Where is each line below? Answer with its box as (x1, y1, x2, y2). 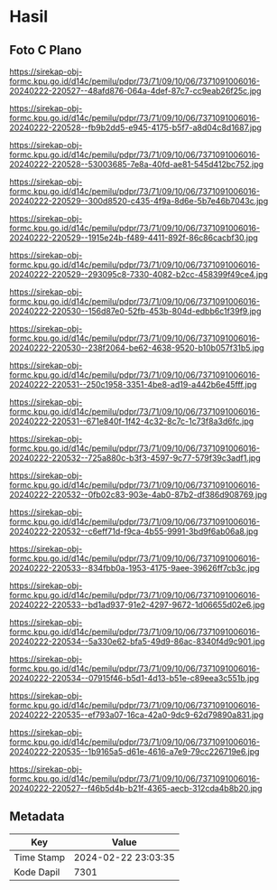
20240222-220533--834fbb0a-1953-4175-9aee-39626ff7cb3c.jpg (9, 563, 260, 573)
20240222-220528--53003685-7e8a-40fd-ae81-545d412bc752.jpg (9, 159, 264, 169)
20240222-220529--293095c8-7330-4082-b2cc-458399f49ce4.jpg (9, 269, 269, 279)
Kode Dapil (14, 866, 60, 878)
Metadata (9, 809, 65, 824)
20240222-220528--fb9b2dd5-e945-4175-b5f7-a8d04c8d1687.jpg (9, 122, 262, 133)
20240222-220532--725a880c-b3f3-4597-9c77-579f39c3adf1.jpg (9, 453, 261, 463)
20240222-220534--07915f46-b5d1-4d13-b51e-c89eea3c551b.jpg (9, 673, 260, 683)
